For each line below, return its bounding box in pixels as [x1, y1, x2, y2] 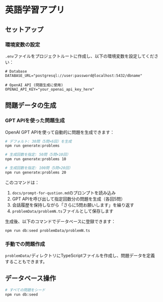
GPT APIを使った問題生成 [5, 117, 65, 124]
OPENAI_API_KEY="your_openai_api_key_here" [5, 87, 95, 92]
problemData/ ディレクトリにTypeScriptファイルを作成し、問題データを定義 [5, 252, 155, 258]
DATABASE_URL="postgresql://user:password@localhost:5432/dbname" [5, 73, 143, 78]
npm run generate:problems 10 [5, 157, 67, 162]
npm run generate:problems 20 [5, 170, 67, 175]
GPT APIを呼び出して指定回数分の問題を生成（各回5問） [12, 196, 126, 202]
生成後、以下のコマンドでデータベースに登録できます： [5, 218, 116, 224]
